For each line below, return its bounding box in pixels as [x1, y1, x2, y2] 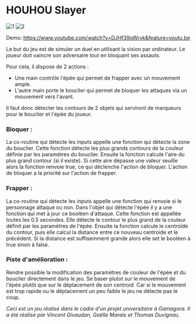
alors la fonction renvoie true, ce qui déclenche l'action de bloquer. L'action [6, 163, 188, 170]
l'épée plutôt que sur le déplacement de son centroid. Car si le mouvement [6, 281, 186, 288]
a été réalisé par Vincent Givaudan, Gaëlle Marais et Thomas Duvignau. [6, 311, 180, 318]
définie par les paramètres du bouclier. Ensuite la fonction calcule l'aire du [6, 151, 185, 158]
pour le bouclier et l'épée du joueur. [6, 111, 92, 118]
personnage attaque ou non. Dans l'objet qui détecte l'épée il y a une [6, 204, 173, 211]
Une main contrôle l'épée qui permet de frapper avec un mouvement [14, 74, 180, 81]
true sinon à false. [6, 241, 50, 248]
